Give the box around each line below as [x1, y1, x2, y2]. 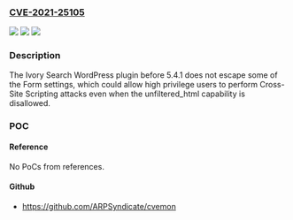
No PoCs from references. [9, 161, 104, 171]
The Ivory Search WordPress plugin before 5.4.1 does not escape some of [9, 69, 278, 80]
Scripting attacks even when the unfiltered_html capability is [25, 88, 246, 99]
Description [9, 49, 61, 62]
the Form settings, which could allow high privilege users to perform [9, 79, 258, 89]
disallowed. [9, 97, 51, 108]
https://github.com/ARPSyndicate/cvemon [21, 201, 177, 211]
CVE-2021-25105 [9, 6, 86, 19]
